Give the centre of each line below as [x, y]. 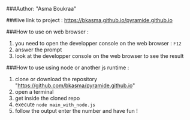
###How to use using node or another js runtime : [68, 67]
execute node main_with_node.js [55, 104]
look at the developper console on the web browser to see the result [99, 56]
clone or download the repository [56, 79]
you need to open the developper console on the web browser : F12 [98, 43]
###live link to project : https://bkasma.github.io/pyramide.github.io [89, 20]
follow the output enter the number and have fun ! [76, 111]
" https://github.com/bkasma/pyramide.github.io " [75, 85]
